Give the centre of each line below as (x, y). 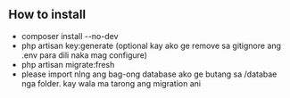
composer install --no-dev (70, 36)
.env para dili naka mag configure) (84, 55)
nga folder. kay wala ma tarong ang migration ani (111, 83)
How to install (47, 15)
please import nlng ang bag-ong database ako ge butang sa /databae (149, 74)
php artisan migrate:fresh (68, 64)
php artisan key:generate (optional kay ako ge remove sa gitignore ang (151, 45)
